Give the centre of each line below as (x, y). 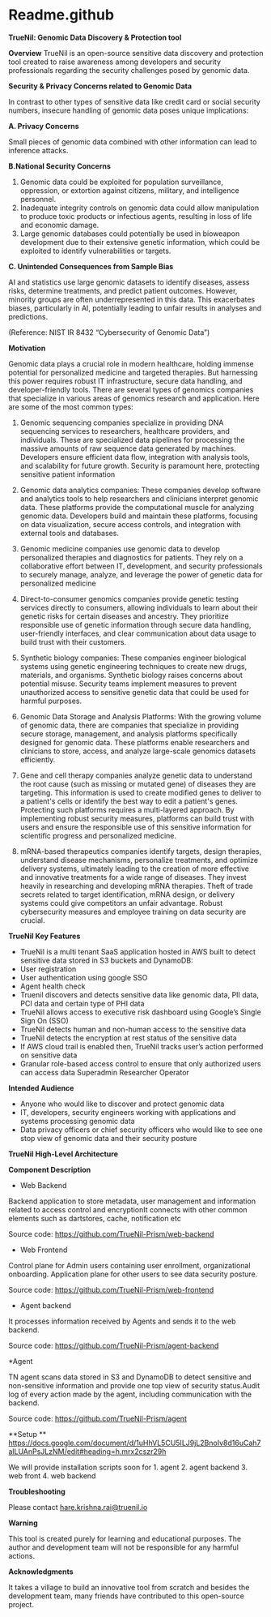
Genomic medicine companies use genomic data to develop (120, 548)
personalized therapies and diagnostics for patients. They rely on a (131, 557)
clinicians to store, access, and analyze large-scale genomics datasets (138, 751)
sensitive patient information (68, 474)
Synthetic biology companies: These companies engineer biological (133, 658)
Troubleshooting (37, 1491)
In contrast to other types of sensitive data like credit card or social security (134, 101)
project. (21, 1604)
